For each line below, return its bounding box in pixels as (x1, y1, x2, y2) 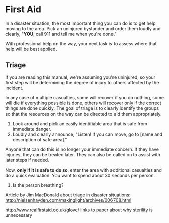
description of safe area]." (12, 136, 67, 142)
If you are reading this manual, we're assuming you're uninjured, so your (5, 74, 155, 80)
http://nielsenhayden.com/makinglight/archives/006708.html (5, 197, 132, 203)
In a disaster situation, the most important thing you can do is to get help (5, 20, 156, 26)
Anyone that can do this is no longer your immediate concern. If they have (5, 146, 159, 152)
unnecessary (5, 212, 33, 218)
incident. (5, 85, 24, 91)
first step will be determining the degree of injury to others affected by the (5, 79, 159, 85)
